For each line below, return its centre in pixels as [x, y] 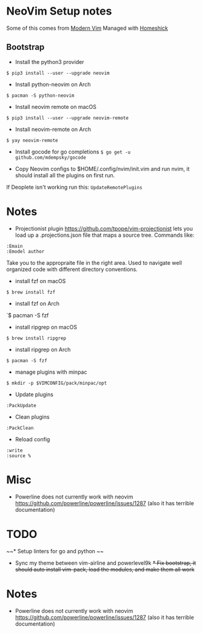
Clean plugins [32, 417]
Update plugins [34, 394]
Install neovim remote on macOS [56, 107]
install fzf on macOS [40, 281]
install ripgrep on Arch [43, 349]
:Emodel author [25, 251]
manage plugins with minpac [51, 372]
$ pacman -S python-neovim [40, 96]
